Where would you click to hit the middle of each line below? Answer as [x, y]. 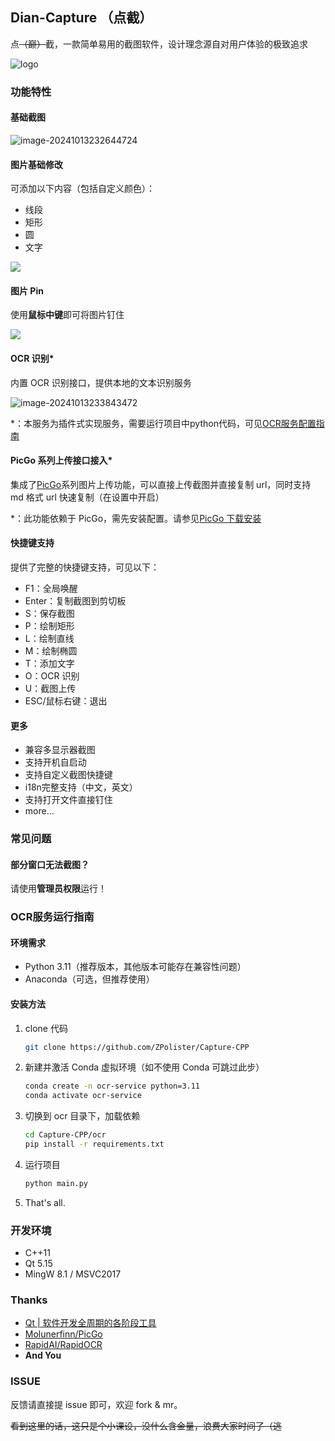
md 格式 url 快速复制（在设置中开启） [87, 497]
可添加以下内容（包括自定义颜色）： [82, 189]
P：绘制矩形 [49, 625]
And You [43, 1355]
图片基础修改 [36, 164]
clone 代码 [46, 1028]
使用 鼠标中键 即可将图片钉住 [67, 315]
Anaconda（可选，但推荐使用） [89, 979]
